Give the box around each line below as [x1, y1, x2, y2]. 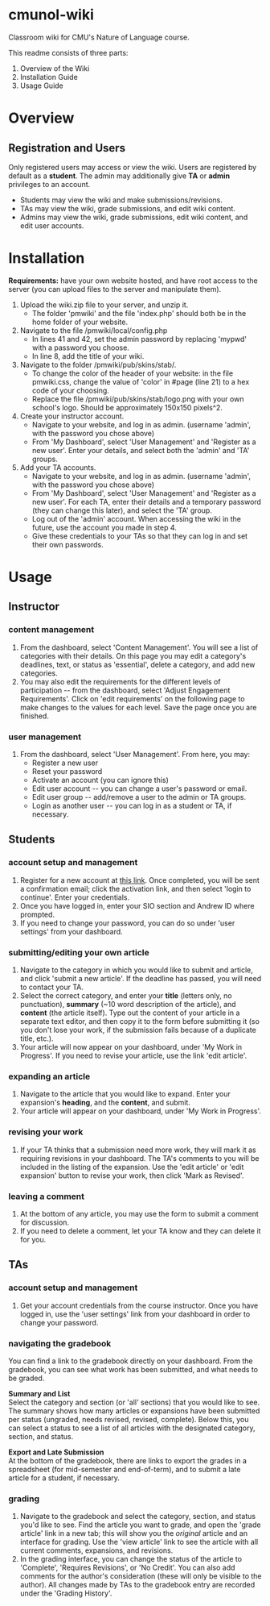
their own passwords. [31, 539, 104, 549]
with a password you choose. [31, 343, 130, 352]
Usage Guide [19, 81, 63, 90]
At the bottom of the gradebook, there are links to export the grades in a [8, 1455, 247, 1465]
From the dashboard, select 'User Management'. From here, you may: [19, 750, 251, 759]
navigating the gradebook [8, 1338, 112, 1349]
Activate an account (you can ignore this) [31, 776, 169, 785]
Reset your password [31, 767, 103, 776]
